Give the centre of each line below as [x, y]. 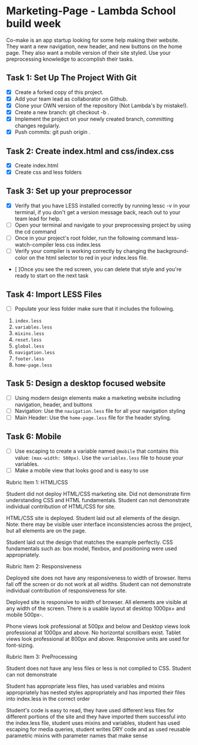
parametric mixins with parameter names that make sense [77, 735]
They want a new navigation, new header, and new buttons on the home [94, 46]
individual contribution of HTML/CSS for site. [61, 506]
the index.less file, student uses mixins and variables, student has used [93, 723]
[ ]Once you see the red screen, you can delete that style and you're [98, 270]
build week [33, 24]
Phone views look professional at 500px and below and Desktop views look [98, 626]
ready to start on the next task [52, 276]
